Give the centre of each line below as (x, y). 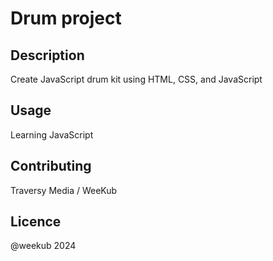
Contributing (51, 166)
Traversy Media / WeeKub (64, 190)
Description (47, 55)
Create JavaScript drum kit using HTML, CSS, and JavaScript (136, 79)
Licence (36, 222)
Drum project (66, 18)
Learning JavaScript (52, 134)
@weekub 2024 (43, 246)
